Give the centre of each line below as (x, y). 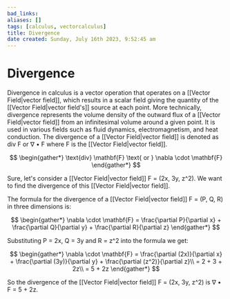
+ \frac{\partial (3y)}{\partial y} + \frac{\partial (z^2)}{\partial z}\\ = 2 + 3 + (116, 262)
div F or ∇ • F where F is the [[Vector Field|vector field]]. (87, 144)
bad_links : (23, 13)
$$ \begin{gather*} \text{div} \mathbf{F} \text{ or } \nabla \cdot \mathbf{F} (116, 158)
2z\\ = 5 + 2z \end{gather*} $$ (116, 269)
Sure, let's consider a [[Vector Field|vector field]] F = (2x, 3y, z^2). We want (115, 179)
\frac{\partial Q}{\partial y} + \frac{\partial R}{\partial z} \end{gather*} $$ (116, 227)
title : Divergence (33, 33)
